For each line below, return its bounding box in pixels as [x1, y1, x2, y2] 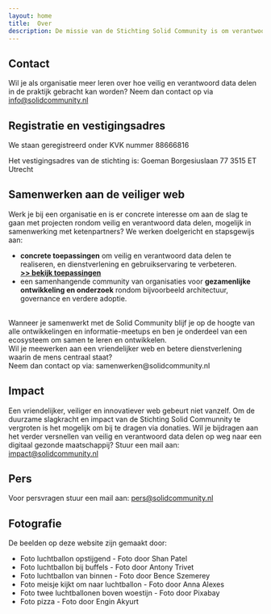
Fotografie [8, 516, 62, 530]
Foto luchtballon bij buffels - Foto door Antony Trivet [19, 562, 194, 572]
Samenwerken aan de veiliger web [8, 187, 186, 202]
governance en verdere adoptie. [19, 293, 127, 303]
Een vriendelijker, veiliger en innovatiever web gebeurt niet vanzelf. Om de [8, 406, 256, 415]
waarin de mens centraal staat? [8, 352, 113, 362]
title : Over [8, 19, 52, 27]
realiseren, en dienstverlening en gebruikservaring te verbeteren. [19, 259, 237, 269]
